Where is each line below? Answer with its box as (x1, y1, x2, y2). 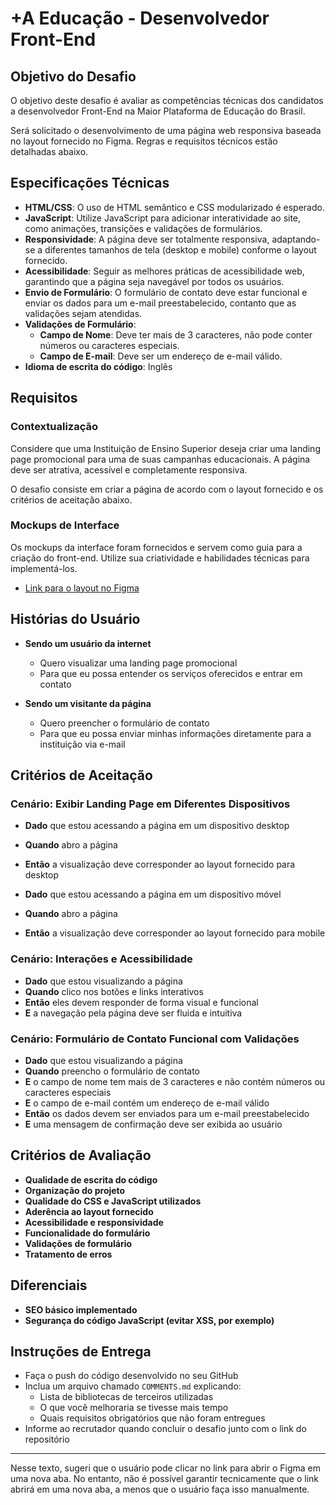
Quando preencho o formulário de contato (24, 1065, 201, 1077)
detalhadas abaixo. (10, 146, 89, 157)
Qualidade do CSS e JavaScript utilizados (24, 1195, 202, 1207)
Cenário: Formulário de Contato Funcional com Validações (10, 1032, 300, 1046)
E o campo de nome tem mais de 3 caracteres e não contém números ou (24, 1075, 326, 1087)
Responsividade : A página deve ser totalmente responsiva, (24, 233, 270, 245)
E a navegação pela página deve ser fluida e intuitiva (24, 1007, 243, 1019)
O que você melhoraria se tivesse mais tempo (39, 1402, 229, 1414)
